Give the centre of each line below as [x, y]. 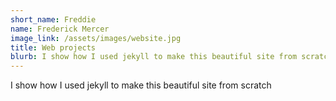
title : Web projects [53, 47]
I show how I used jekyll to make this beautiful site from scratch [141, 85]
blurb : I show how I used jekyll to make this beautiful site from [154, 57]
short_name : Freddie [53, 19]
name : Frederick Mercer [60, 29]
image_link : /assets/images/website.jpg [96, 38]
